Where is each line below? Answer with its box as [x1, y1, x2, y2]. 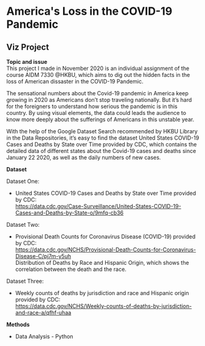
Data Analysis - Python [15, 333, 73, 340]
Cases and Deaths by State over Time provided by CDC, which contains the [6, 141, 197, 148]
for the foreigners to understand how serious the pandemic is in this [6, 103, 177, 110]
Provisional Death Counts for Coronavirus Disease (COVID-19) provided [15, 233, 196, 240]
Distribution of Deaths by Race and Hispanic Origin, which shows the [15, 259, 190, 266]
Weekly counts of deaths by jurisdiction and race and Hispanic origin [15, 289, 190, 296]
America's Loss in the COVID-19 [6, 4, 173, 18]
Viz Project [6, 42, 50, 52]
